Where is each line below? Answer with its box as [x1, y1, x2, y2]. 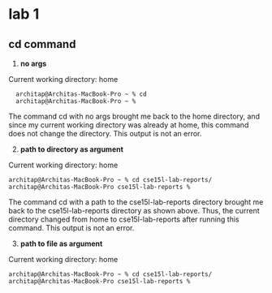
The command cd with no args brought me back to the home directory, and [8, 111, 260, 121]
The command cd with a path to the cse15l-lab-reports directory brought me [8, 197, 264, 207]
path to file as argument [19, 239, 103, 248]
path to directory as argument [19, 144, 124, 154]
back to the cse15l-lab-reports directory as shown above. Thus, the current [8, 206, 260, 215]
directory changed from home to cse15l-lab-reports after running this [8, 214, 240, 224]
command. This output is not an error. [8, 223, 135, 232]
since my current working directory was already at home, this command [8, 120, 249, 130]
